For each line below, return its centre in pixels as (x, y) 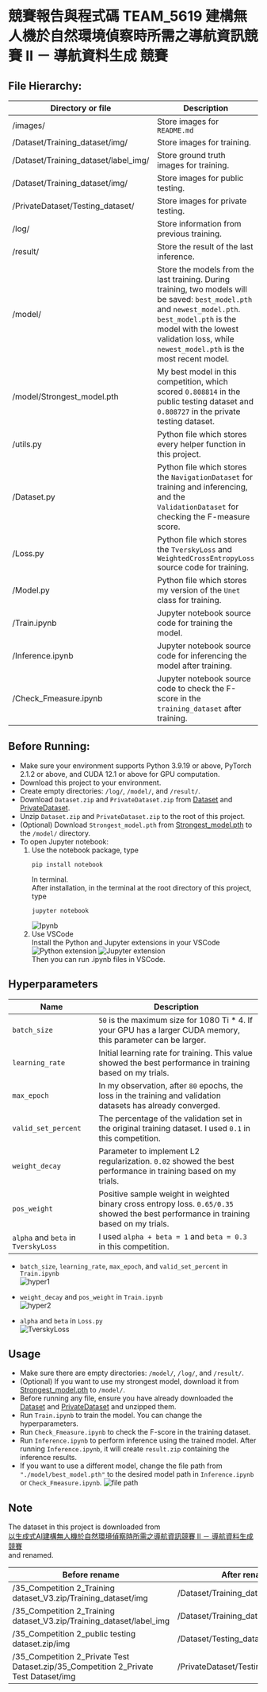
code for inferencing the (202, 656)
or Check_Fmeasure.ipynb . (61, 1483)
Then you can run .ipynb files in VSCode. (98, 959)
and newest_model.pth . (199, 309)
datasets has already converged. (159, 1105)
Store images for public (200, 178)
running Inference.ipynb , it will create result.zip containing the (124, 1449)
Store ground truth (191, 155)
